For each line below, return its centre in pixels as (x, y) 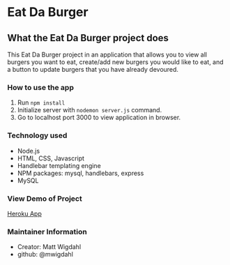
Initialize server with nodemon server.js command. (90, 110)
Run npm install (41, 103)
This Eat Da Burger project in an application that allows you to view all (107, 54)
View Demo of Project (45, 198)
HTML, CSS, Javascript (51, 158)
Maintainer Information (47, 232)
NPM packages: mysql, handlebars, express (80, 173)
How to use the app (41, 87)
